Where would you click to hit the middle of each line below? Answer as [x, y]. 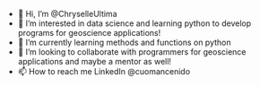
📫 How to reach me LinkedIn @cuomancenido [104, 71]
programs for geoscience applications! [89, 33]
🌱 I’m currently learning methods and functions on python [124, 42]
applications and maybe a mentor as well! [95, 61]
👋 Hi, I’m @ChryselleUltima [67, 14]
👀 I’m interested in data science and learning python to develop [134, 23]
